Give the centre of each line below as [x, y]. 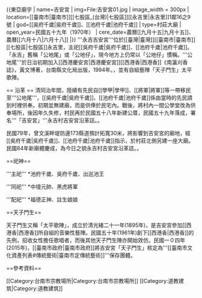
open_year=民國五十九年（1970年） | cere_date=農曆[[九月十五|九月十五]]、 [100, 32]
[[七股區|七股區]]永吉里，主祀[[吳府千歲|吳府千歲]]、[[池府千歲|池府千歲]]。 [99, 47]
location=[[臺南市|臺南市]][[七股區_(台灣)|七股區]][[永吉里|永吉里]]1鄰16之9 [99, 17]
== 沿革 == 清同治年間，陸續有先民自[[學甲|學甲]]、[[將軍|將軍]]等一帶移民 [99, 90]
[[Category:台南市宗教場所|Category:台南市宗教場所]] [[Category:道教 [93, 281]
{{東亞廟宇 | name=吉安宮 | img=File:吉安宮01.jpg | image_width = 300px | [98, 9]
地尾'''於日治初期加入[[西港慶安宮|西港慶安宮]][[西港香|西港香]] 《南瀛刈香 [97, 62]
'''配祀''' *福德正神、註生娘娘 [42, 199]
